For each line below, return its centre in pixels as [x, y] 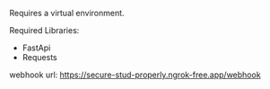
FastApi [36, 48]
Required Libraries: [44, 30]
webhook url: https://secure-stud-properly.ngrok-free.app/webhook [135, 75]
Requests [39, 57]
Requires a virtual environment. [67, 13]
